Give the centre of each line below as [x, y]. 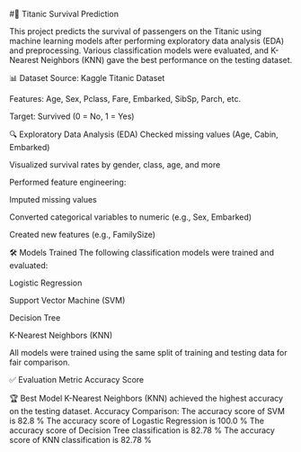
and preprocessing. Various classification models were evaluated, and [139, 50]
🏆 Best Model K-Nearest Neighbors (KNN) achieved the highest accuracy [146, 398]
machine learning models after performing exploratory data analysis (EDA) [147, 41]
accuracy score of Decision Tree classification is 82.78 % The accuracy [142, 430]
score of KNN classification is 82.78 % [81, 440]
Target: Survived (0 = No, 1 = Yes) [72, 116]
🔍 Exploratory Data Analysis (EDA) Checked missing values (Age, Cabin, [144, 134]
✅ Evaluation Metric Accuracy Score [77, 380]
